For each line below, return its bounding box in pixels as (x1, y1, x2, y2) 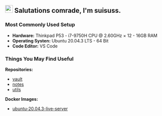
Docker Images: (5, 96, 38, 102)
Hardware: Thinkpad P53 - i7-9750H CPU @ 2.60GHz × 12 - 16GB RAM (12, 33, 158, 39)
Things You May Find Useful (5, 55, 74, 62)
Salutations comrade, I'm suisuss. (14, 6, 121, 15)
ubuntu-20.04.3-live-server (12, 106, 68, 112)
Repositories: (5, 66, 33, 72)
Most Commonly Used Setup (5, 21, 75, 28)
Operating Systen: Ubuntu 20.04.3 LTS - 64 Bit (12, 38, 109, 43)
